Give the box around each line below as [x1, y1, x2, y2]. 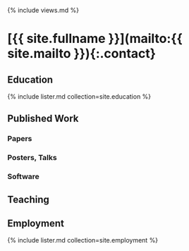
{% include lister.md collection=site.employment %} [7, 236, 159, 245]
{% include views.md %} [7, 6, 80, 14]
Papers [7, 134, 32, 144]
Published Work [7, 113, 79, 125]
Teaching [7, 193, 49, 205]
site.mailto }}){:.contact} [7, 46, 157, 62]
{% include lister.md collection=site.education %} [7, 92, 152, 101]
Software [7, 172, 40, 182]
